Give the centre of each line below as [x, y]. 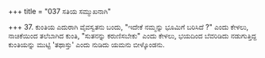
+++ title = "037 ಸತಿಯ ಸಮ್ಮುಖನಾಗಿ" [60, 11]
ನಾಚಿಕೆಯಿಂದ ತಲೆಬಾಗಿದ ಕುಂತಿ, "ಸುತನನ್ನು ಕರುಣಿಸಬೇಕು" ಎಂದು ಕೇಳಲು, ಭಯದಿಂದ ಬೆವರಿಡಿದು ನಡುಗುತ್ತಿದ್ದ [132, 36]
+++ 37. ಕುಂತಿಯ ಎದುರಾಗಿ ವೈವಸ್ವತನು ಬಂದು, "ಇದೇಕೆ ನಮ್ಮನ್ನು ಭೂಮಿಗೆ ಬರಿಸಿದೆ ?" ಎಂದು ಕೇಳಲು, [129, 27]
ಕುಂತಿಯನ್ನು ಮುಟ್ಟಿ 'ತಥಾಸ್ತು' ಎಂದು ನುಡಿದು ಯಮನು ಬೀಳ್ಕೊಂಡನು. [86, 45]
